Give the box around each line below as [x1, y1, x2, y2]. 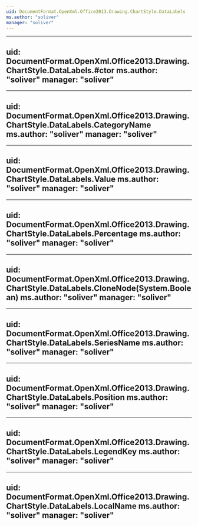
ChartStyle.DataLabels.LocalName [6, 501, 137, 511]
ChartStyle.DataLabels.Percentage [6, 229, 138, 239]
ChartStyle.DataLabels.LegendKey [6, 446, 137, 457]
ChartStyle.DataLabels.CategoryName [6, 120, 151, 130]
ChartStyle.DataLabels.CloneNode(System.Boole [6, 284, 192, 294]
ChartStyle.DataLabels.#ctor [6, 65, 115, 75]
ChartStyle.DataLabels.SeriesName [6, 337, 140, 348]
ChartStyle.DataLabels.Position [6, 392, 125, 402]
